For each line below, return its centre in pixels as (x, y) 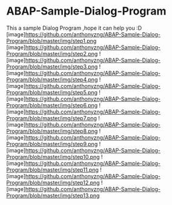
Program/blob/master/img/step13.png (53, 195)
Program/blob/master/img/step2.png (52, 53)
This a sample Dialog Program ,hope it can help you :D (74, 28)
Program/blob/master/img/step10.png (53, 156)
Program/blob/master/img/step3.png (52, 66)
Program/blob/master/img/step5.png (52, 92)
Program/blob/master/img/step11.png (52, 170)
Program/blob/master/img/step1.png (51, 41)
